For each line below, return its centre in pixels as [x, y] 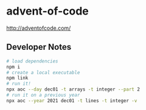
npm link [17, 78]
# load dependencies [33, 61]
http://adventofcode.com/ [39, 28]
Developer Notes [39, 47]
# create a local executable [43, 72]
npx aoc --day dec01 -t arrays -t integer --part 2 [73, 89]
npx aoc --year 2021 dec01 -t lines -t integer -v [72, 101]
